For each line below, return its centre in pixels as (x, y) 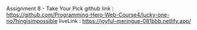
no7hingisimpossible (32, 21)
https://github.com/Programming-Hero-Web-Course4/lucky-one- (88, 15)
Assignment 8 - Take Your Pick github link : (60, 9)
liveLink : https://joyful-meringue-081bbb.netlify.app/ (125, 21)
